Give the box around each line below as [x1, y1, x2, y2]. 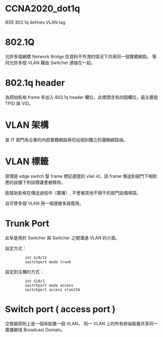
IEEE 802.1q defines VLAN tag [5, 19, 65, 25]
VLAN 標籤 [5, 156, 49, 167]
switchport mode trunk [25, 260, 71, 264]
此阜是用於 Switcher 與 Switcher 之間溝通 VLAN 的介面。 [5, 235, 120, 241]
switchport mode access [25, 283, 74, 288]
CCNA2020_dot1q [5, 3, 80, 14]
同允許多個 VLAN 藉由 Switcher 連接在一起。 [5, 60, 96, 66]
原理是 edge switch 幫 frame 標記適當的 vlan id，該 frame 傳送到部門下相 [5, 173, 153, 179]
